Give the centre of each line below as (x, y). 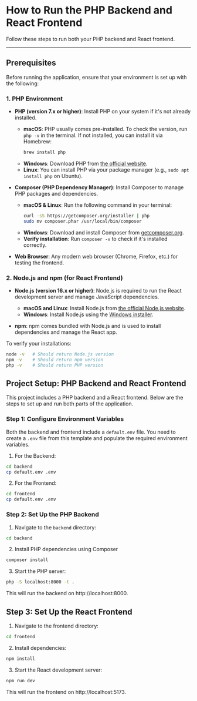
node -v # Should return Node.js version (60, 354)
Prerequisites (31, 63)
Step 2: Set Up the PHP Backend (53, 515)
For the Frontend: (35, 483)
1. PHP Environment (35, 99)
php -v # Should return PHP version (55, 365)
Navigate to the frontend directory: (56, 626)
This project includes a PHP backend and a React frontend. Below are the (95, 398)
